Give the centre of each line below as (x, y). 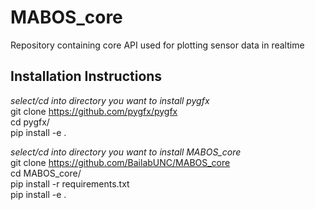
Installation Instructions (86, 76)
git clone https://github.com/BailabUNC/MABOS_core (120, 162)
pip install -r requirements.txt (70, 183)
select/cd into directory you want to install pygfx (110, 100)
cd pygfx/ (30, 122)
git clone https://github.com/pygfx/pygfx (94, 111)
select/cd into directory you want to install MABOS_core (126, 152)
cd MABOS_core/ (46, 173)
